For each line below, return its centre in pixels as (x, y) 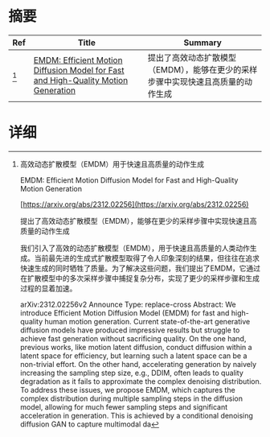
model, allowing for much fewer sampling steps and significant (124, 406)
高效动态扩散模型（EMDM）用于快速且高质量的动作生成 (112, 164)
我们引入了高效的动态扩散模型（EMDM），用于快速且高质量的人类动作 (135, 248)
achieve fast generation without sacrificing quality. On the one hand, (133, 338)
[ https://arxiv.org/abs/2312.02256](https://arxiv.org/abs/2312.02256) (134, 204)
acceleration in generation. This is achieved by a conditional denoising (136, 415)
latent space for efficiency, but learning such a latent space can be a (133, 356)
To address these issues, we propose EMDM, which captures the (127, 390)
